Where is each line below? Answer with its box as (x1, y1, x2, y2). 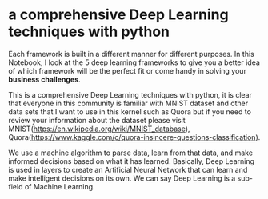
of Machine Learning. (24, 181, 95, 191)
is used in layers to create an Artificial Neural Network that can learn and (8, 165, 248, 174)
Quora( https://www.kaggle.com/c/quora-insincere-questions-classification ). (8, 132, 261, 141)
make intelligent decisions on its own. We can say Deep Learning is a (8, 173, 236, 183)
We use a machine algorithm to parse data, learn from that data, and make (8, 148, 254, 157)
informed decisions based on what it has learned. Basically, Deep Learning (8, 156, 254, 165)
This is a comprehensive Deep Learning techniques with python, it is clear (8, 90, 252, 99)
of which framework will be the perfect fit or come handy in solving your (8, 66, 246, 75)
